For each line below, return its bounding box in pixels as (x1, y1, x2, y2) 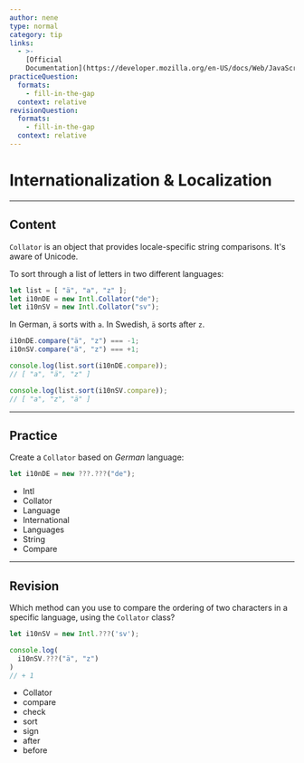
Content (9, 217, 57, 233)
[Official (25, 55, 63, 64)
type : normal (9, 22, 59, 31)
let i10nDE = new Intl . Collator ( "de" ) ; (9, 294, 160, 303)
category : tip (9, 30, 63, 39)
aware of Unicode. (9, 251, 79, 262)
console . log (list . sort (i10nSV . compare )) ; (9, 386, 168, 395)
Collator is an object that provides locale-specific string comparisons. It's (9, 241, 287, 252)
